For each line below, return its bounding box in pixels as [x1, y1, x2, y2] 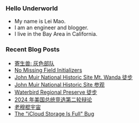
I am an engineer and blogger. [14, 24, 89, 31]
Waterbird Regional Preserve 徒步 [14, 88, 98, 96]
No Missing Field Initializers [14, 66, 82, 73]
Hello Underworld [5, 4, 58, 13]
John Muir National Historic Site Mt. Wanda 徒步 [14, 73, 133, 81]
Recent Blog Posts [5, 45, 60, 54]
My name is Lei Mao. [14, 18, 66, 25]
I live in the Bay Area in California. [14, 30, 98, 38]
